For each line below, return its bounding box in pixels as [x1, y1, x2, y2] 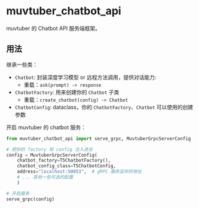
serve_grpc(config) [6, 196, 55, 202]
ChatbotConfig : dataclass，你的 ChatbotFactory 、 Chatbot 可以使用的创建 [14, 103, 194, 111]
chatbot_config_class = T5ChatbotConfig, [17, 163, 117, 169]
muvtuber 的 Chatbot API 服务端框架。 [6, 25, 101, 32]
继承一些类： [6, 61, 38, 68]
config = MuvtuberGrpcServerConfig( [6, 152, 97, 158]
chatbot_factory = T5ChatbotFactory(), [17, 157, 111, 164]
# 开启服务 [6, 190, 30, 197]
